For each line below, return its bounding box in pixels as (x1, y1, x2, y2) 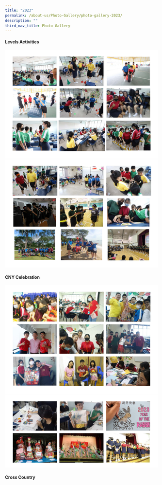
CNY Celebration (5, 274, 40, 280)
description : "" (5, 18, 38, 23)
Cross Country (5, 474, 35, 480)
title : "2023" (5, 8, 34, 13)
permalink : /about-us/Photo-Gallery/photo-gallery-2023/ (5, 13, 123, 18)
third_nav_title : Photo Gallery (5, 23, 70, 28)
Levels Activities (5, 39, 40, 45)
